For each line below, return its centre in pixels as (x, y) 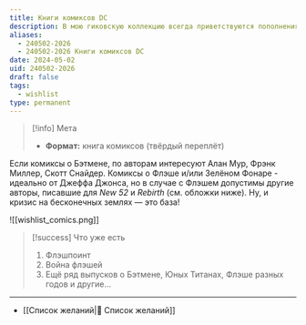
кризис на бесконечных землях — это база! (95, 202)
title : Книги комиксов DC (58, 18)
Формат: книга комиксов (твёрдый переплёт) (135, 146)
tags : (20, 86)
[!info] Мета (54, 128)
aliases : (26, 35)
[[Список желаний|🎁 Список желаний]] (99, 310)
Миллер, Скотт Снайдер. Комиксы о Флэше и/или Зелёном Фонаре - (144, 173)
